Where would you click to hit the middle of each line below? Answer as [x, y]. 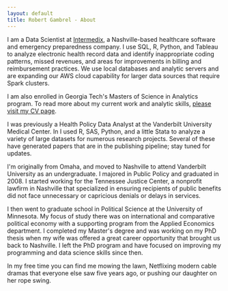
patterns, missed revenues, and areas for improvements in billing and [104, 61]
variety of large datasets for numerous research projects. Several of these [111, 138]
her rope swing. [29, 280]
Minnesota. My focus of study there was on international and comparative [111, 216]
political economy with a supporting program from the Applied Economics [111, 223]
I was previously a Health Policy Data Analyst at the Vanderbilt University [110, 124]
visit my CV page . [32, 111]
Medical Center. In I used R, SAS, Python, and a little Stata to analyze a [106, 131]
